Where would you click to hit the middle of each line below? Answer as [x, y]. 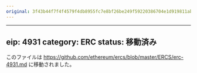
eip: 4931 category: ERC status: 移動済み [81, 42]
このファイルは [24, 57]
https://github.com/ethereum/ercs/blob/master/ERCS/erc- [113, 57]
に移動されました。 [52, 64]
